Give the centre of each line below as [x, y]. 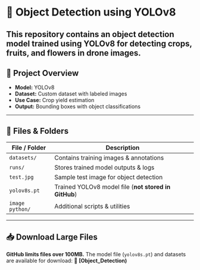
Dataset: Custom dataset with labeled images [71, 94]
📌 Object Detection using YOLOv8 [91, 12]
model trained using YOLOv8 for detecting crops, [99, 43]
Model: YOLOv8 [35, 88]
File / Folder [29, 148]
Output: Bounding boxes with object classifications [78, 106]
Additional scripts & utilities [92, 207]
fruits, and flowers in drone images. [74, 53]
